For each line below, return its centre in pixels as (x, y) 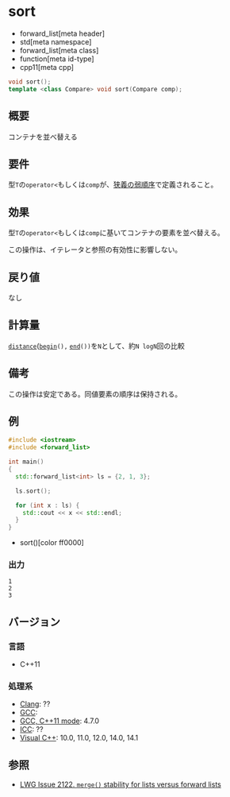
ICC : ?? (31, 729)
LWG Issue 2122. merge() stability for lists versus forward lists (121, 784)
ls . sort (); (33, 491)
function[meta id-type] (57, 59)
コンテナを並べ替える (43, 137)
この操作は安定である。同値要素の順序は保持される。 (95, 394)
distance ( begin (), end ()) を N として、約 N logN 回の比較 (96, 346)
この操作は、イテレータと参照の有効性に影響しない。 (95, 250)
